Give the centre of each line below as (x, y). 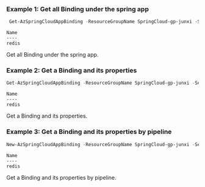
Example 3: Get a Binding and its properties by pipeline (89, 132)
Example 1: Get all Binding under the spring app (78, 9)
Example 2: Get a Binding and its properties (72, 71)
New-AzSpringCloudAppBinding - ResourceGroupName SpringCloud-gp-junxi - (101, 144)
